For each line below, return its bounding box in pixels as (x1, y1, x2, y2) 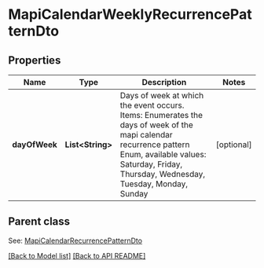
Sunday (119, 189, 148, 199)
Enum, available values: (119, 149, 207, 160)
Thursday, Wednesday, (119, 169, 206, 179)
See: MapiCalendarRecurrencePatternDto (8, 236, 143, 245)
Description (141, 77, 187, 87)
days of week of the (119, 119, 194, 130)
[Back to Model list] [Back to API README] (8, 251, 146, 260)
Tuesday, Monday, (119, 178, 189, 189)
